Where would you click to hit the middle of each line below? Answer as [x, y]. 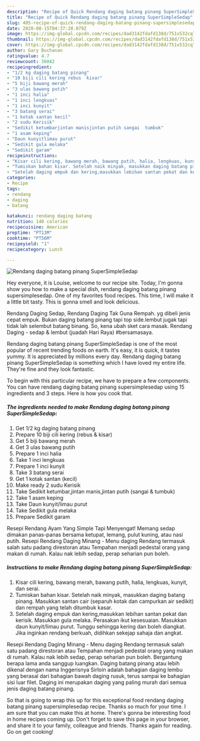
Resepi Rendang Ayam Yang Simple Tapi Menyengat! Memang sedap [91, 529]
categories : [21, 178]
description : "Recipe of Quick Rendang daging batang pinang [84, 12]
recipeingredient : [29, 67]
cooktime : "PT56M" [29, 238]
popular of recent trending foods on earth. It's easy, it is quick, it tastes [93, 350]
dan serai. [28, 589]
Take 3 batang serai [39, 473]
